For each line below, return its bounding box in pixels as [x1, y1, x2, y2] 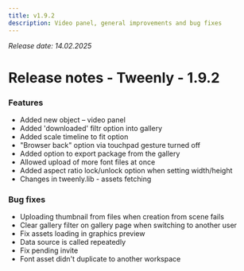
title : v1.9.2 [8, 11, 56, 20]
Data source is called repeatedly [19, 238, 126, 247]
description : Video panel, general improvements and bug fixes [8, 19, 223, 27]
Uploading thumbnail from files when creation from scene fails [19, 212, 225, 222]
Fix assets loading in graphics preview [19, 229, 145, 238]
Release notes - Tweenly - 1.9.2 [8, 68, 220, 87]
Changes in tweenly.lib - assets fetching [19, 174, 152, 184]
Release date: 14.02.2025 [8, 41, 92, 50]
